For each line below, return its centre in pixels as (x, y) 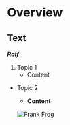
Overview (35, 13)
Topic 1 (27, 67)
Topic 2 (28, 88)
